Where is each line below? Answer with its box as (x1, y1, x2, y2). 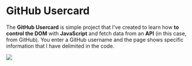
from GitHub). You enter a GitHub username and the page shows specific (6, 36, 184, 43)
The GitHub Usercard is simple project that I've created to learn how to (6, 24, 180, 31)
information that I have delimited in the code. (6, 42, 115, 49)
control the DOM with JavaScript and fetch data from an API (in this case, (6, 29, 187, 37)
